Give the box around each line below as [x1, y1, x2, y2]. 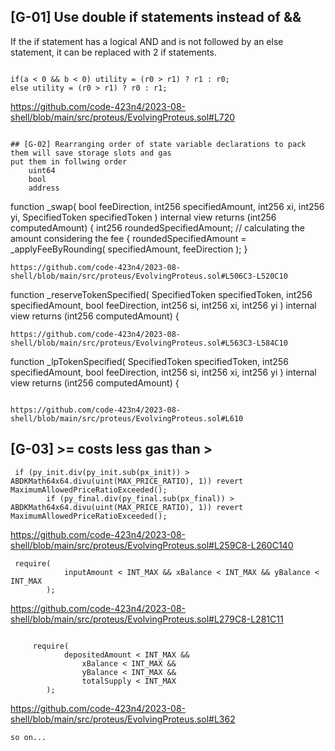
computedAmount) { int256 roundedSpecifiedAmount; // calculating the [10, 221, 305, 234]
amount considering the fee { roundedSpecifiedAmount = [10, 232, 247, 244]
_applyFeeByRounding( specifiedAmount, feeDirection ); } [10, 243, 248, 255]
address [28, 183, 60, 193]
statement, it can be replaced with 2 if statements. [10, 46, 217, 58]
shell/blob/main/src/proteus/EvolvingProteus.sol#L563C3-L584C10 [10, 338, 288, 348]
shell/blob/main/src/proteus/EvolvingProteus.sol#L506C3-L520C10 [10, 271, 288, 281]
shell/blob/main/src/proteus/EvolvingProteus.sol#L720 [10, 111, 236, 123]
